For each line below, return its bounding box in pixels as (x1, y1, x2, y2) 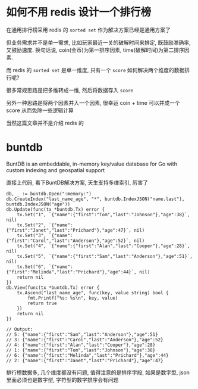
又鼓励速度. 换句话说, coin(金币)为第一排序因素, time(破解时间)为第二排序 (6, 46, 184, 54)
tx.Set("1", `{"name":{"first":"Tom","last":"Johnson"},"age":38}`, (17, 211, 190, 217)
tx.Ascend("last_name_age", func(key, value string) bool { (17, 290, 169, 295)
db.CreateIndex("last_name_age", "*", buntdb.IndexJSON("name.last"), (6, 196, 185, 202)
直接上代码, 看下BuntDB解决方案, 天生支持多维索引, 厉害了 (6, 179, 149, 186)
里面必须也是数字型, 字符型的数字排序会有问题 (6, 376, 119, 383)
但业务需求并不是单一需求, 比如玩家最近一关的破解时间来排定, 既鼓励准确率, (6, 39, 191, 46)
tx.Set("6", (17, 263, 46, 270)
